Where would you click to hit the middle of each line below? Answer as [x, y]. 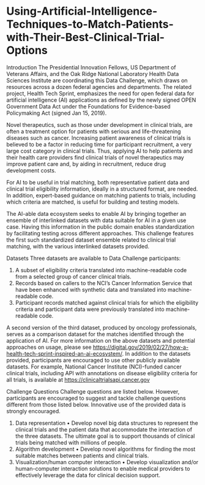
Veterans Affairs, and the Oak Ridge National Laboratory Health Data [93, 74]
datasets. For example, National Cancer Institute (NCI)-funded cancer [94, 367]
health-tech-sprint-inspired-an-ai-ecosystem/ [64, 353]
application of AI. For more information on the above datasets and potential [101, 340]
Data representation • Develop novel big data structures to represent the [106, 423]
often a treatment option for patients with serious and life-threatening [94, 131]
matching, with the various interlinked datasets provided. [78, 246]
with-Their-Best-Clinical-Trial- [86, 37]
